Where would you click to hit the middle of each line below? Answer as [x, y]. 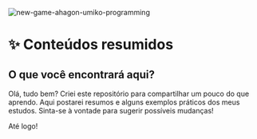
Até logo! [23, 126]
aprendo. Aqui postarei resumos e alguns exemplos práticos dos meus [124, 102]
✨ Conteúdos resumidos [91, 45]
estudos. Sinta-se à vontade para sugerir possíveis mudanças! [111, 111]
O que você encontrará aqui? [82, 75]
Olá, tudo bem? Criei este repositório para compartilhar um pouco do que [129, 93]
